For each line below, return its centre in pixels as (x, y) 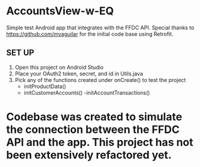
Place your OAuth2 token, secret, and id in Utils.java (79, 74)
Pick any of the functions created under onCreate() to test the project (100, 80)
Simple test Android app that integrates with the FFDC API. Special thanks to (100, 28)
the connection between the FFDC (93, 129)
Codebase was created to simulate (94, 116)
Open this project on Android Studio (59, 67)
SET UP (20, 53)
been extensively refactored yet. (89, 155)
